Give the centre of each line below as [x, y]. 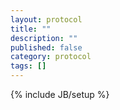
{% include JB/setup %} [60, 94]
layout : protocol [46, 19]
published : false [46, 47]
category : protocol [51, 57]
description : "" [44, 38]
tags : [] [28, 66]
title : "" [31, 29]
